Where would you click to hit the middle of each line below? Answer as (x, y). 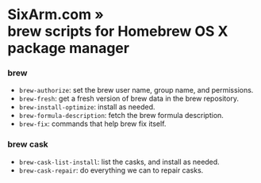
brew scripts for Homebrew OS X (118, 31)
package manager (69, 48)
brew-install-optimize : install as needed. (87, 107)
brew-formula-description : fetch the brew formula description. (121, 116)
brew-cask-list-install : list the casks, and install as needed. (119, 162)
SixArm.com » (56, 15)
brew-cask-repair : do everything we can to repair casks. (111, 170)
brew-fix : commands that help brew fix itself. (92, 124)
